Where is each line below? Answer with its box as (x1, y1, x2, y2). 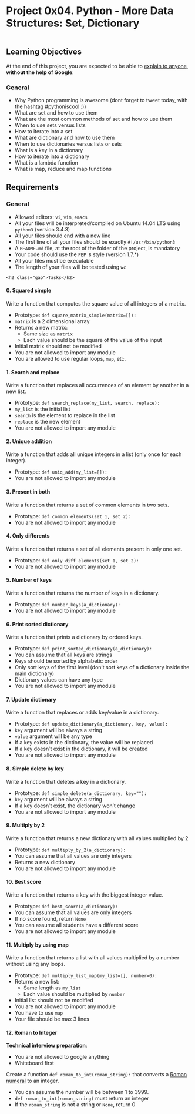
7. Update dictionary (6, 696, 57, 703)
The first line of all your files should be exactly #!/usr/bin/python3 (14, 238, 176, 245)
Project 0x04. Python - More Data (6, 4, 174, 18)
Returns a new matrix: (14, 324, 68, 331)
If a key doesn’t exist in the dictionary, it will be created (14, 745, 148, 753)
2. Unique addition (6, 438, 52, 445)
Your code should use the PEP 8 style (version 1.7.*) (14, 251, 139, 258)
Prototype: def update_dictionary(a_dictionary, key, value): (14, 720, 169, 727)
